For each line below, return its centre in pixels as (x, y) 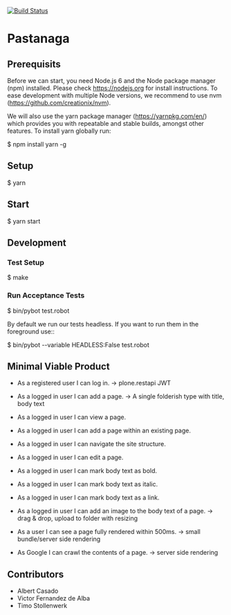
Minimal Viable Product (58, 366)
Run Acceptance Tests (46, 295)
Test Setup (26, 262)
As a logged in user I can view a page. (72, 417)
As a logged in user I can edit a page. (70, 457)
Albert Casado (38, 591)
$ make (18, 277)
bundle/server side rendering (59, 539)
